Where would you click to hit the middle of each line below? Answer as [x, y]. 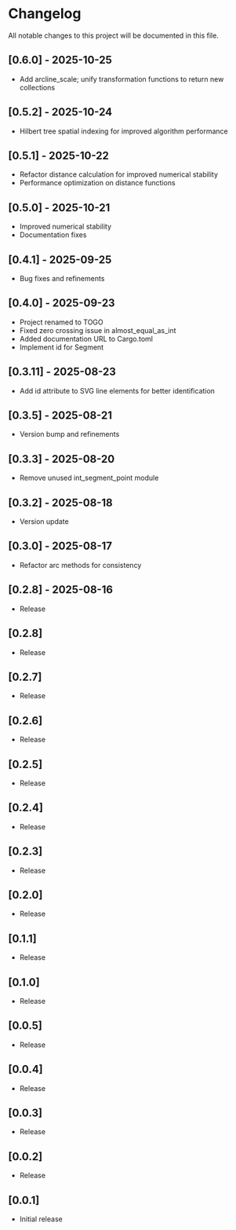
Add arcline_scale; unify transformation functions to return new [122, 79]
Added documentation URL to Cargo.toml [86, 339]
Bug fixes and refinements [62, 278]
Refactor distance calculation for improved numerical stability [118, 174]
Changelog [45, 14]
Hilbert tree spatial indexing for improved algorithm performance [124, 131]
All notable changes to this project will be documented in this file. [114, 35]
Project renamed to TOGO [61, 322]
